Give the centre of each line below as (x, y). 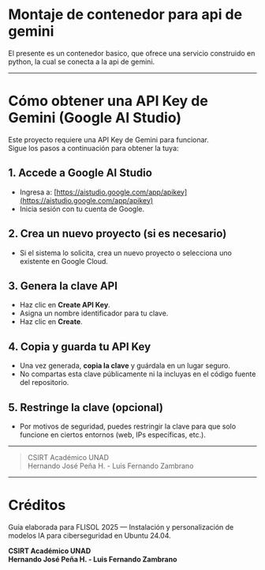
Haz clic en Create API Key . (65, 305)
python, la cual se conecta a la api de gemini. (82, 62)
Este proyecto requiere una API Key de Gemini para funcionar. (108, 139)
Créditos (37, 506)
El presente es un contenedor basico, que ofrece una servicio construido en (132, 53)
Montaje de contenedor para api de (125, 15)
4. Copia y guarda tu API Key (80, 347)
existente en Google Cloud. (64, 261)
